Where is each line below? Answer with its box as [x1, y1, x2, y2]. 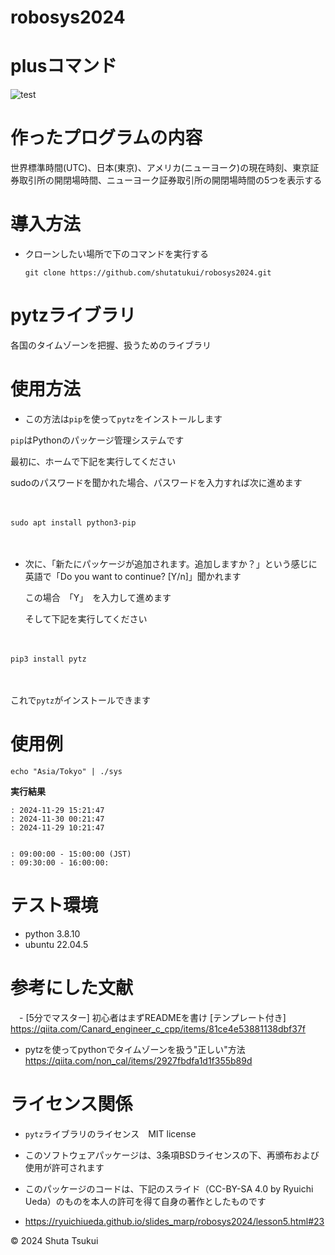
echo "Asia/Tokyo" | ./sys [10, 766, 123, 776]
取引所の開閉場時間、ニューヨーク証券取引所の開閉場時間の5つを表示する [18, 174, 323, 186]
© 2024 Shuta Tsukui [10, 1234, 99, 1246]
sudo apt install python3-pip [10, 517, 137, 528]
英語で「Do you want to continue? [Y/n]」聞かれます [24, 570, 242, 582]
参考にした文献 [10, 976, 134, 999]
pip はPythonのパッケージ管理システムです [10, 434, 185, 446]
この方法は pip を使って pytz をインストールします [24, 412, 223, 425]
